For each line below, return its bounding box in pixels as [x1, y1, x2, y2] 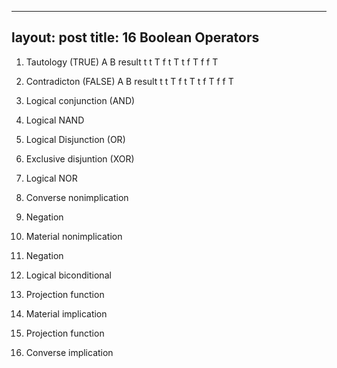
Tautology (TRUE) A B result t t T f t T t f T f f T [25, 56, 219, 68]
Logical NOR [25, 172, 78, 184]
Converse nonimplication [25, 191, 129, 203]
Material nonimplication [25, 230, 123, 242]
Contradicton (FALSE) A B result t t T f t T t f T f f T [25, 75, 234, 87]
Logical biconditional [25, 269, 112, 281]
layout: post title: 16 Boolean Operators [11, 29, 260, 46]
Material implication [25, 307, 108, 320]
